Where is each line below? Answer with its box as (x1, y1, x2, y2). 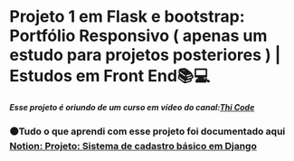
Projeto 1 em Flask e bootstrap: (9, 6, 246, 27)
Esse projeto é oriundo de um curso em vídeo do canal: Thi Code (9, 101, 255, 112)
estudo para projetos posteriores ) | (9, 45, 281, 65)
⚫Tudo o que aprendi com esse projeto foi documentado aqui (9, 125, 286, 137)
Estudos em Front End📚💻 (9, 66, 211, 87)
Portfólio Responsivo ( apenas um (9, 25, 268, 46)
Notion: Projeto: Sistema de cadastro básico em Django (9, 139, 258, 152)
